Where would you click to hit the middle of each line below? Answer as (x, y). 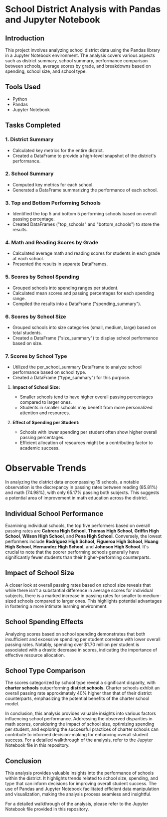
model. (12, 704)
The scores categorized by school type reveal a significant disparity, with (81, 683)
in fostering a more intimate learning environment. (57, 606)
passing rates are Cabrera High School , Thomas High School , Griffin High (82, 531)
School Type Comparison (45, 671)
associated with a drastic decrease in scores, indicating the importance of (81, 650)
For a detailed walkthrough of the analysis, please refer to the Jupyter (77, 804)
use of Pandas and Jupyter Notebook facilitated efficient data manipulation (82, 789)
